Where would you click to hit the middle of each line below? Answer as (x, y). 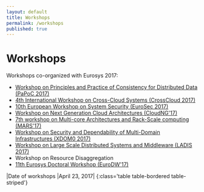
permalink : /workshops (35, 23)
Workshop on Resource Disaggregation (64, 158)
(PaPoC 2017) (32, 94)
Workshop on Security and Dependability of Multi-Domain (87, 132)
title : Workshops (28, 18)
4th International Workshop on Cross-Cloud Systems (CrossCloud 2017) (105, 100)
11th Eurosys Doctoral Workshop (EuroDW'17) (72, 165)
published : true (27, 29)
